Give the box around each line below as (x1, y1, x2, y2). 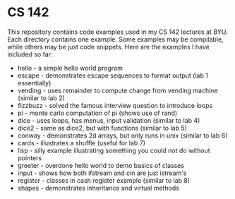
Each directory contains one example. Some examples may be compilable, (7, 35, 224, 43)
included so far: (7, 50, 53, 59)
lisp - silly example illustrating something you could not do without (17, 146, 210, 155)
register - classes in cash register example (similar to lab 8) (17, 176, 191, 184)
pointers (17, 153, 42, 162)
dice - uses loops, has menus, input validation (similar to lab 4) (17, 116, 200, 124)
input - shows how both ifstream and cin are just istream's (17, 169, 187, 177)
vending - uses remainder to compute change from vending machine (17, 86, 218, 95)
